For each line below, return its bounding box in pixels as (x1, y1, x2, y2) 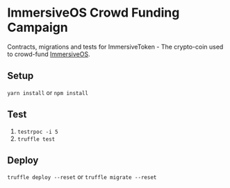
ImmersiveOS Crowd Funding (7, 5, 180, 21)
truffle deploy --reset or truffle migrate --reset (7, 173, 157, 181)
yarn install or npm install (7, 88, 89, 96)
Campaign (7, 19, 68, 35)
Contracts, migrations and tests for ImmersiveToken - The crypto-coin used (7, 42, 224, 51)
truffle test (17, 135, 56, 143)
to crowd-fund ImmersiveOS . (7, 50, 90, 58)
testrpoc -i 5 (17, 128, 58, 135)
